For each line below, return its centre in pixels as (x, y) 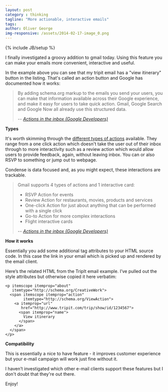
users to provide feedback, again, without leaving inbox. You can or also (80, 155)
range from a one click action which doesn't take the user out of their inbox (83, 144)
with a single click (44, 211)
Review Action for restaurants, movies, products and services (89, 200)
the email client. (22, 261)
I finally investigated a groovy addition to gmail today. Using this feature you (84, 58)
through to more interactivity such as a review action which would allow (79, 149)
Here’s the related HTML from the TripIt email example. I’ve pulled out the (81, 271)
